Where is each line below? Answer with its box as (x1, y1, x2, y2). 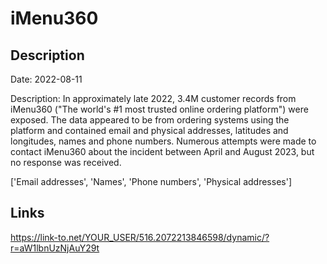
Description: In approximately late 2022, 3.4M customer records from (10, 93, 297, 104)
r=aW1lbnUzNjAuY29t (10, 242, 100, 254)
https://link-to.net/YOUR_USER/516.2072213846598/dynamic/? (10, 231, 270, 243)
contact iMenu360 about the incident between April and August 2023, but (10, 146, 315, 157)
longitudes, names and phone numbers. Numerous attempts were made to (10, 135, 317, 147)
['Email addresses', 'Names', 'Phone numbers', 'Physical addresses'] (10, 176, 292, 187)
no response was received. (10, 157, 122, 168)
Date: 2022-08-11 (10, 73, 83, 85)
